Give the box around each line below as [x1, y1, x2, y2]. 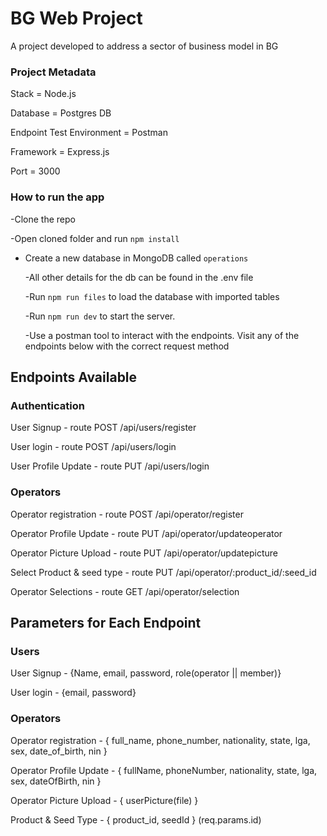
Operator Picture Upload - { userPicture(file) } [10, 794, 199, 806]
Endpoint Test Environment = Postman [10, 127, 168, 139]
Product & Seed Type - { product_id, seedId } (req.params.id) [10, 813, 262, 826]
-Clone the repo [10, 213, 76, 225]
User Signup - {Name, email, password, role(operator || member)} [10, 667, 282, 679]
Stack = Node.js [10, 88, 77, 100]
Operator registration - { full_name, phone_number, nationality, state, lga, [10, 734, 311, 746]
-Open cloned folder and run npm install [10, 232, 180, 244]
